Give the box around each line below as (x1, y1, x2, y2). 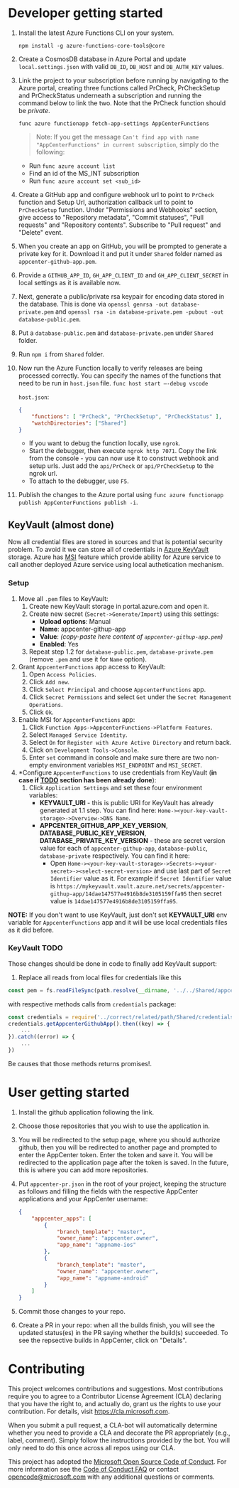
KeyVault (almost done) (8, 519, 115, 531)
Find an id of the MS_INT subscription (28, 169, 140, 177)
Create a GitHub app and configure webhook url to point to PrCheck (18, 190, 215, 198)
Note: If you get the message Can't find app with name (35, 132, 199, 141)
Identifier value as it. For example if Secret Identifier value (50, 873, 232, 883)
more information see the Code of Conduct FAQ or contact (8, 1465, 179, 1474)
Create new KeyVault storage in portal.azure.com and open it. (28, 602, 209, 610)
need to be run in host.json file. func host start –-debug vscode (18, 378, 209, 387)
